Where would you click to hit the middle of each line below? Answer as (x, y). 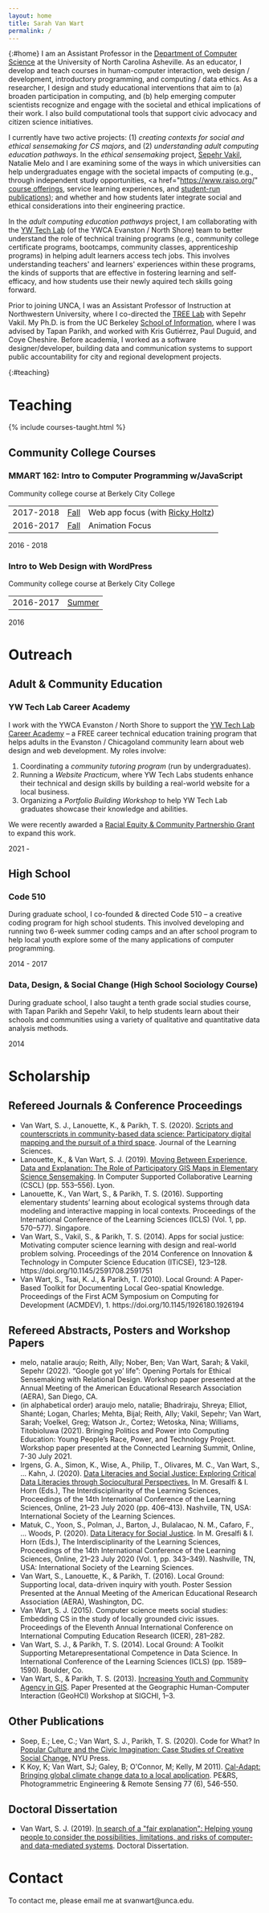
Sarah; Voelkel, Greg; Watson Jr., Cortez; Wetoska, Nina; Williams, (129, 1422)
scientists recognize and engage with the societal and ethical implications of (134, 105)
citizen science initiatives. (51, 122)
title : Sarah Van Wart (46, 23)
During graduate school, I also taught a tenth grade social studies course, (130, 1002)
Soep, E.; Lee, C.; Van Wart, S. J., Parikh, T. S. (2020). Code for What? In (140, 1741)
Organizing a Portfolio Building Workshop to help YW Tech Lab (124, 800)
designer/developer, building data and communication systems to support (130, 348)
